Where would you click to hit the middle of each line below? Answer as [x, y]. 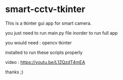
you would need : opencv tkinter [38, 43]
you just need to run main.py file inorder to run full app [61, 33]
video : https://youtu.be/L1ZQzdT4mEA [45, 62]
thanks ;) [14, 72]
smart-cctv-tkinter [45, 9]
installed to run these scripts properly [44, 52]
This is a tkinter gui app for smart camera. [48, 23]
